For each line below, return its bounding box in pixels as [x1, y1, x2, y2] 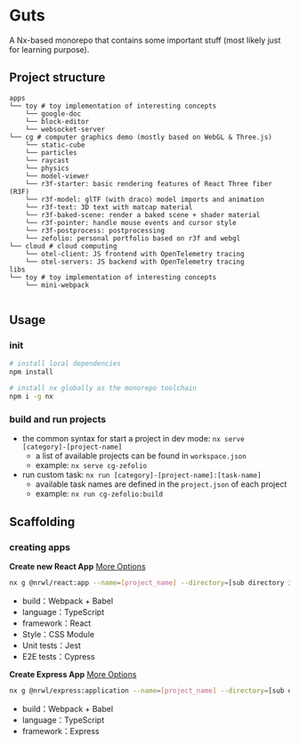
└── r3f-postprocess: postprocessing [25, 226, 166, 235]
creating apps [9, 540, 71, 553]
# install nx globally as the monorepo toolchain [9, 384, 198, 393]
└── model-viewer [25, 171, 90, 181]
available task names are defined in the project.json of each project [35, 479, 287, 490]
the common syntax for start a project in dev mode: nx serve [21, 433, 245, 444]
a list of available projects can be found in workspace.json [35, 450, 246, 461]
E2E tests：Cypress [21, 651, 95, 661]
